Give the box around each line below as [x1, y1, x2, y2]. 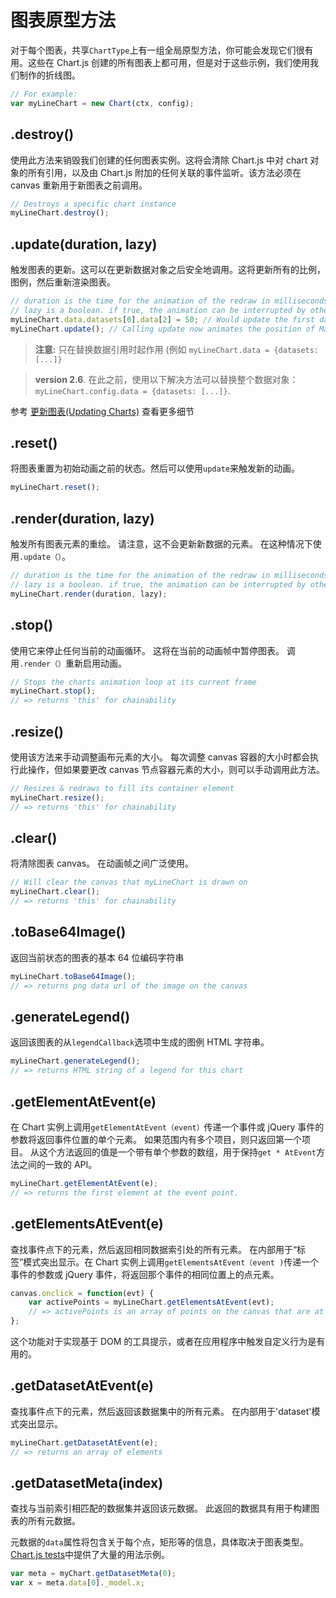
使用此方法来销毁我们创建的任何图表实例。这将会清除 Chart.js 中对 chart [10, 154, 308, 166]
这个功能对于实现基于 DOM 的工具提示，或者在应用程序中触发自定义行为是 [10, 1336, 317, 1347]
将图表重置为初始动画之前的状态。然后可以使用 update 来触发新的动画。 [10, 462, 300, 475]
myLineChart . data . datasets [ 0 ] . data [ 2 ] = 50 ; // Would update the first [10, 314, 316, 325]
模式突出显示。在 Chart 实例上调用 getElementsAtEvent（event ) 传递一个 [23, 1256, 320, 1268]
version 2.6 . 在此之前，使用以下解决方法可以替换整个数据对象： [34, 373, 299, 385]
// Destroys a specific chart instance [10, 199, 177, 209]
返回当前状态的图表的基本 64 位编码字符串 [10, 951, 185, 963]
